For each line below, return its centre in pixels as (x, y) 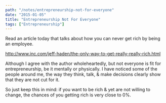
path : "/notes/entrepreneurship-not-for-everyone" (60, 10)
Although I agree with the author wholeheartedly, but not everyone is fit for (83, 63)
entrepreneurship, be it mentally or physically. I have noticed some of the (81, 69)
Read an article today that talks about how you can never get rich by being (83, 39)
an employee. (19, 44)
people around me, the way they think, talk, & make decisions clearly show (83, 75)
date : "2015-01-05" (26, 15)
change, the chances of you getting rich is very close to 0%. (68, 95)
